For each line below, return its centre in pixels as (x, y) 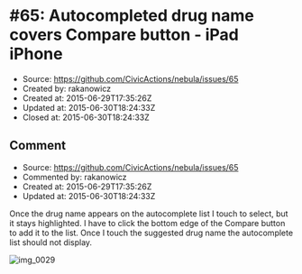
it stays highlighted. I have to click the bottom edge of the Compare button (147, 223)
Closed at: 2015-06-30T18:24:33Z (86, 117)
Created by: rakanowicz (66, 88)
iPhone (36, 54)
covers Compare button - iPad (124, 35)
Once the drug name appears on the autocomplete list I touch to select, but (149, 214)
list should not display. (51, 242)
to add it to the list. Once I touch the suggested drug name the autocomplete (151, 233)
